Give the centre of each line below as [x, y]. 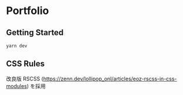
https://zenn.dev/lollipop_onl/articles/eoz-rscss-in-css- [110, 79]
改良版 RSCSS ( [25, 79]
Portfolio [28, 11]
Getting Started [35, 33]
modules [17, 86]
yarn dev [17, 46]
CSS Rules [26, 64]
